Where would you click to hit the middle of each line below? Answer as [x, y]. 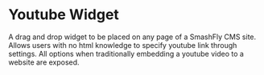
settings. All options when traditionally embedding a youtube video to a [126, 53]
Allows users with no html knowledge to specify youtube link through [123, 45]
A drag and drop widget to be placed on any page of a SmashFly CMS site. [132, 37]
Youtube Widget [64, 15]
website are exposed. [44, 62]
